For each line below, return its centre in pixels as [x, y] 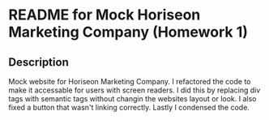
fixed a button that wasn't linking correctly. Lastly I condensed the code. [129, 107]
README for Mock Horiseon [105, 15]
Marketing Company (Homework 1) [128, 32]
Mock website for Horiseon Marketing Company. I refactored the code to [130, 81]
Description [38, 62]
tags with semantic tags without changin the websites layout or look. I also [132, 99]
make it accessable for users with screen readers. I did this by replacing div [134, 90]
